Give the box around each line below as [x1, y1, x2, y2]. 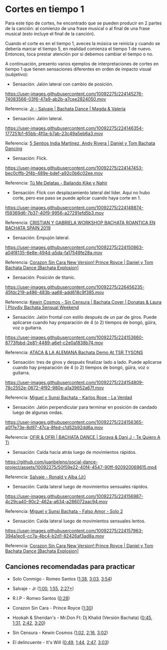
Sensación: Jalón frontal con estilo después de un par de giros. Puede [12, 314, 157, 320]
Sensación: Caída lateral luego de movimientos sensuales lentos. [12, 518, 146, 524]
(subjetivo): [5, 71, 28, 77]
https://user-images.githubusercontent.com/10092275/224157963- [5, 527, 144, 533]
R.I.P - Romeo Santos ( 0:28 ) [12, 595, 70, 601]
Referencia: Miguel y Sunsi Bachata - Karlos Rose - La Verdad [5, 394, 132, 400]
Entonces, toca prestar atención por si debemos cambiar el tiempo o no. [5, 51, 154, 57]
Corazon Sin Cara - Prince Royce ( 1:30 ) [12, 604, 93, 611]
